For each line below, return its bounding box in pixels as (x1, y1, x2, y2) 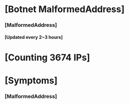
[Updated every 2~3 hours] (5, 34, 63, 40)
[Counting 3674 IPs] (5, 51, 90, 63)
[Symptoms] (5, 75, 58, 86)
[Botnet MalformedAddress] (5, 4, 125, 15)
